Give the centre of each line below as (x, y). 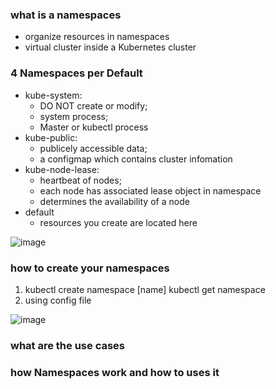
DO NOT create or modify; (93, 105)
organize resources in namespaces (97, 37)
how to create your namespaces (90, 268)
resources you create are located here (118, 222)
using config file (58, 300)
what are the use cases (67, 345)
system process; (74, 116)
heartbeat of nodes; (80, 180)
